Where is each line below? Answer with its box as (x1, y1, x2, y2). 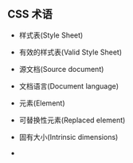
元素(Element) (18, 98, 65, 108)
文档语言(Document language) (18, 81, 119, 90)
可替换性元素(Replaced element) (18, 115, 126, 125)
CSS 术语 (7, 7, 53, 22)
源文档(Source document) (18, 64, 104, 74)
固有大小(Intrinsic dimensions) (18, 132, 119, 141)
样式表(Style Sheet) (18, 30, 84, 40)
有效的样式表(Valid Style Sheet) (18, 47, 123, 57)
